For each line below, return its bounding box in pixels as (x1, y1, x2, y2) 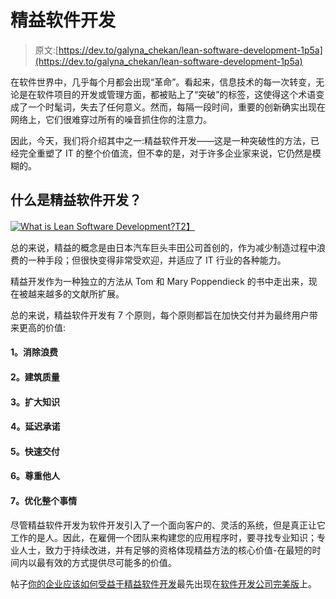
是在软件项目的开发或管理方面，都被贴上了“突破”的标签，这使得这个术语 (18, 88, 317, 100)
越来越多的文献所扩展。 (27, 287, 125, 300)
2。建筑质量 (10, 371, 60, 383)
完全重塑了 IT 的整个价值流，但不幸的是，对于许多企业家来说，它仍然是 (18, 147, 313, 159)
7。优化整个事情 (10, 494, 78, 506)
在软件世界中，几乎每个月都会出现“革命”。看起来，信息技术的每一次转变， (10, 76, 317, 88)
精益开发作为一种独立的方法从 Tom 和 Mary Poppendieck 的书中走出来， (10, 275, 309, 287)
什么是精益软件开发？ (10, 192, 142, 209)
